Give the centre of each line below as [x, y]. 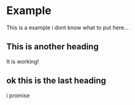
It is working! [23, 61]
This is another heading [53, 47]
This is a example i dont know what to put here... [67, 27]
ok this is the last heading [56, 81]
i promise [18, 95]
